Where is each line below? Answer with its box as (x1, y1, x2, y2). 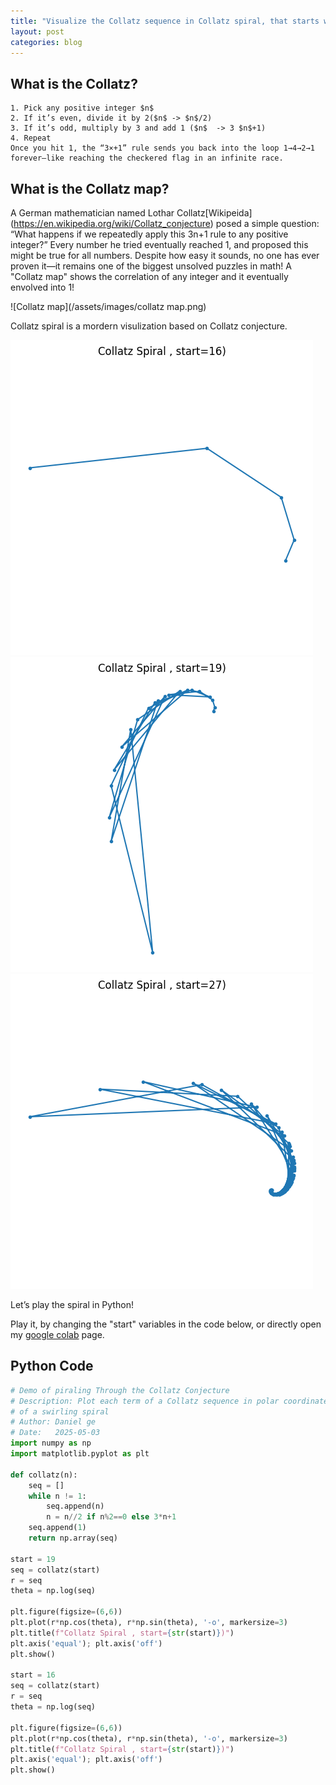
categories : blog (10, 37, 83, 47)
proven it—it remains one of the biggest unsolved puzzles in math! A (10, 260, 292, 272)
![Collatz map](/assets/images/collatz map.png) (10, 301, 207, 312)
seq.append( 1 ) (28, 1523, 87, 1533)
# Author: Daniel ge (10, 1417, 97, 1427)
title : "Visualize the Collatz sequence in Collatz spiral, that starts (10, 16, 320, 26)
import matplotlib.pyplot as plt (10, 1449, 150, 1459)
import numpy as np (10, 1438, 92, 1449)
